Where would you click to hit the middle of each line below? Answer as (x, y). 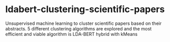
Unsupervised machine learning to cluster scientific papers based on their (83, 23)
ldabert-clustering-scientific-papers (85, 9)
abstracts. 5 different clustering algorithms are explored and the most (79, 28)
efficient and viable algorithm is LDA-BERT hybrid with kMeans (71, 34)
